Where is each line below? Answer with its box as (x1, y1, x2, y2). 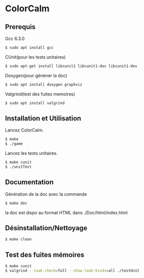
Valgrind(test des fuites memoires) (5, 91, 75, 97)
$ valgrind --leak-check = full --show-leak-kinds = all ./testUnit (5, 268, 140, 273)
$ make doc (5, 201, 28, 206)
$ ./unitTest (5, 164, 32, 169)
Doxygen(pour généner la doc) (5, 72, 67, 78)
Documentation (5, 178, 54, 186)
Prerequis (5, 23, 36, 31)
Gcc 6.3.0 (5, 35, 25, 41)
